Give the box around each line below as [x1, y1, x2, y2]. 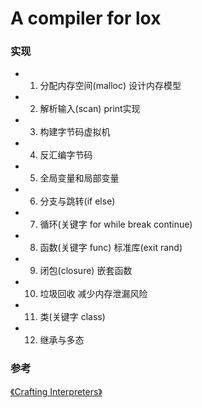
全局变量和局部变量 [39, 172, 120, 184]
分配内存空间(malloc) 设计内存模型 [39, 80, 182, 92]
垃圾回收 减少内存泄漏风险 [39, 288, 148, 300]
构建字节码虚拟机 [39, 126, 111, 138]
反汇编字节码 [39, 149, 93, 161]
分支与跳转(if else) [39, 195, 116, 207]
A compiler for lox [10, 7, 162, 30]
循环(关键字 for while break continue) [39, 218, 193, 231]
